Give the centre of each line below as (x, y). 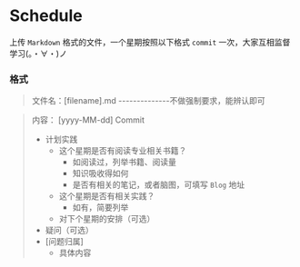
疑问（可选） (69, 230)
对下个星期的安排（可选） (107, 219)
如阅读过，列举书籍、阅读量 (125, 162)
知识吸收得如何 (100, 173)
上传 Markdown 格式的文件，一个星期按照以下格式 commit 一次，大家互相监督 (150, 42)
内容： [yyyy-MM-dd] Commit (88, 120)
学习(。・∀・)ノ (39, 53)
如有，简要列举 (100, 208)
